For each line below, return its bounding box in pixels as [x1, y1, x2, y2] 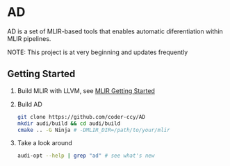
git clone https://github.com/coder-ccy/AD [17, 113, 146, 120]
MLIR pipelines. [7, 34, 51, 42]
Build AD [17, 100, 43, 108]
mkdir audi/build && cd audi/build [17, 119, 121, 127]
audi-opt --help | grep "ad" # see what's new [17, 152, 155, 160]
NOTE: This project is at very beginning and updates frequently [7, 48, 188, 56]
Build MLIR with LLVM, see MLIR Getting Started [17, 86, 155, 94]
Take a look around [17, 139, 73, 147]
